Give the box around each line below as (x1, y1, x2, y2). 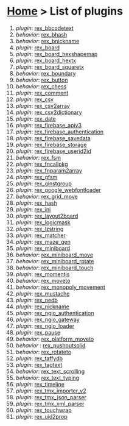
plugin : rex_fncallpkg (15, 160, 68, 168)
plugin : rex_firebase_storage (15, 141, 87, 148)
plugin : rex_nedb (15, 296, 58, 304)
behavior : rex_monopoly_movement (15, 283, 106, 291)
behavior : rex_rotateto (15, 348, 72, 355)
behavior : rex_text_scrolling (15, 367, 85, 375)
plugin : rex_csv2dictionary (15, 108, 82, 116)
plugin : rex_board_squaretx (15, 63, 85, 71)
